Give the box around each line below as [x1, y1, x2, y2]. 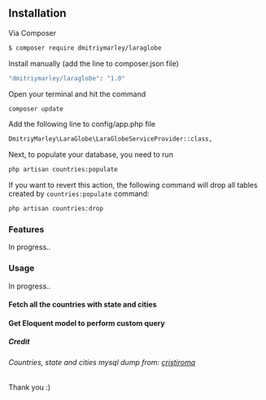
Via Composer [8, 28, 57, 37]
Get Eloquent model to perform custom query [8, 318, 165, 328]
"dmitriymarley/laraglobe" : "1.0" [8, 74, 126, 82]
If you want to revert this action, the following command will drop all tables [8, 180, 258, 190]
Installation [8, 7, 67, 20]
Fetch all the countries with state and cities [8, 300, 157, 310]
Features [8, 224, 45, 235]
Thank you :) [8, 382, 51, 393]
